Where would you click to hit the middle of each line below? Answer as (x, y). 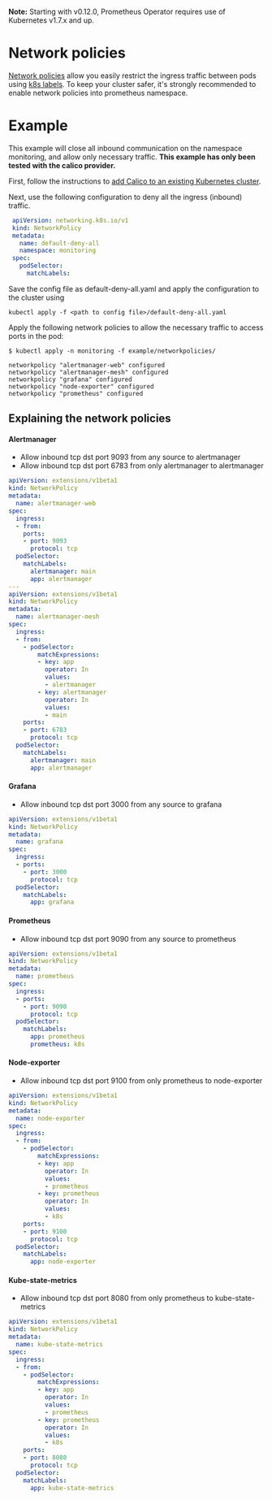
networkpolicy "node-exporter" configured (81, 386)
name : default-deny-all (59, 243)
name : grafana (39, 842)
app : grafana (52, 902)
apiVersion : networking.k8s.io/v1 (70, 220)
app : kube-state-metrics (72, 1488)
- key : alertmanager (72, 692)
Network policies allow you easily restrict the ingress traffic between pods (133, 76)
